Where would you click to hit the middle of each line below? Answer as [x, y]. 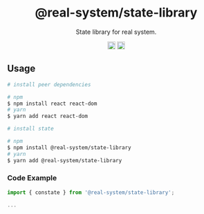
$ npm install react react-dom [52, 104]
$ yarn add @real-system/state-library [65, 160]
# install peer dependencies [49, 84]
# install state [30, 129]
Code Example [32, 178]
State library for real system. [116, 32]
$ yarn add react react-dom [48, 116]
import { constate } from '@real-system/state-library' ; [91, 192]
